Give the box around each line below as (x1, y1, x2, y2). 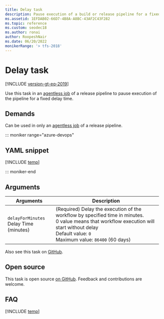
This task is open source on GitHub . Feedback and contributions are (5, 276, 143, 282)
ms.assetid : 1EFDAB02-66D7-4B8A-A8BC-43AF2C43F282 (5, 16, 110, 21)
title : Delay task (5, 7, 42, 12)
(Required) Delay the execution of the (55, 206, 142, 212)
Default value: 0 (55, 230, 91, 237)
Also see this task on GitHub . (5, 249, 63, 254)
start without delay (55, 224, 99, 230)
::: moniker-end (5, 169, 36, 175)
